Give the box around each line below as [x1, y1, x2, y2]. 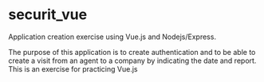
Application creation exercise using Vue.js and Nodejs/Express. [8, 32, 217, 41]
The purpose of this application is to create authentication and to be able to [8, 47, 256, 57]
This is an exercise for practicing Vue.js [8, 64, 138, 73]
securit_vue [8, 6, 88, 24]
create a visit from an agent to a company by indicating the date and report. [8, 56, 257, 65]
